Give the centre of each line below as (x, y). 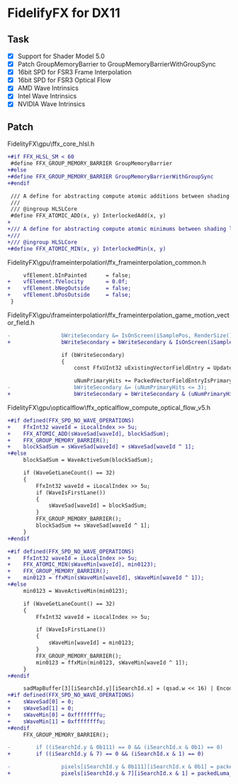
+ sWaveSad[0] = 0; (41, 702)
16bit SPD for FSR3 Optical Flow (64, 80)
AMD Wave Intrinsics (48, 88)
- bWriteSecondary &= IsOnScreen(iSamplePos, (100, 335)
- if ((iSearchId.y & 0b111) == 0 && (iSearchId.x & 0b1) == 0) (115, 748)
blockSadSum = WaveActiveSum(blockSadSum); (88, 460)
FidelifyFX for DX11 (64, 13)
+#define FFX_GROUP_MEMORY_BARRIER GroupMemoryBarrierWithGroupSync (110, 176)
